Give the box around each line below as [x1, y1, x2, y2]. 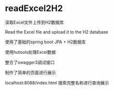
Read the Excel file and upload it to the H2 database [5, 29, 109, 35]
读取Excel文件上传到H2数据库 [5, 19, 64, 25]
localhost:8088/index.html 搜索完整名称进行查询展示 [5, 80, 109, 86]
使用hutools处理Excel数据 [5, 49, 56, 55]
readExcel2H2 [5, 3, 63, 14]
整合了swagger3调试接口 [5, 59, 55, 65]
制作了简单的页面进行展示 [5, 69, 56, 75]
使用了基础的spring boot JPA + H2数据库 [5, 39, 86, 45]
